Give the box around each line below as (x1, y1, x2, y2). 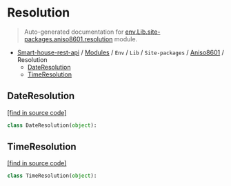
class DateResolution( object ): (7, 122, 97, 129)
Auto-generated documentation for (23, 28, 124, 36)
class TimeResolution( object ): (7, 172, 97, 180)
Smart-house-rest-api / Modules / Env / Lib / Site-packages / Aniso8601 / (17, 48, 224, 56)
